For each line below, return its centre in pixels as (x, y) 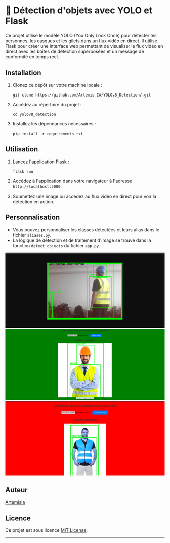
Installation (23, 73)
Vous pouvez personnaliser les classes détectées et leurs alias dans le (86, 230)
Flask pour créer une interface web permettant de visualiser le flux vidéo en (84, 46)
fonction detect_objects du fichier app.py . (56, 246)
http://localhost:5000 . (37, 186)
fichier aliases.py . (32, 235)
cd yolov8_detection (34, 114)
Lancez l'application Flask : (41, 162)
